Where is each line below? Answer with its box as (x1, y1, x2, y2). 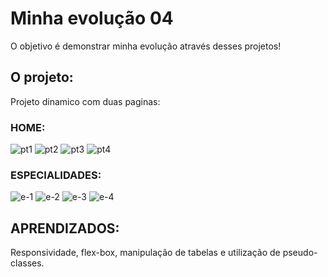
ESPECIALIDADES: (10, 168, 102, 182)
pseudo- (282, 247, 318, 259)
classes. (10, 257, 45, 269)
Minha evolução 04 (10, 7, 174, 30)
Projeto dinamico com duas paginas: (10, 95, 161, 107)
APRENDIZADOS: (10, 220, 120, 237)
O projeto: (10, 69, 74, 86)
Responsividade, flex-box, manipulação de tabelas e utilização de (10, 247, 281, 259)
